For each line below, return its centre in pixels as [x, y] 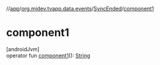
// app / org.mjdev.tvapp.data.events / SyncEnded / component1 [80, 9]
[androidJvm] [23, 49]
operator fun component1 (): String [48, 55]
